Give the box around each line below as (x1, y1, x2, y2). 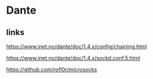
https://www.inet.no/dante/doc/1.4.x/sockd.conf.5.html (6, 55, 140, 61)
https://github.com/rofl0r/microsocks (6, 66, 97, 73)
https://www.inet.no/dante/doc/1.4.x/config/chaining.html (6, 43, 147, 50)
